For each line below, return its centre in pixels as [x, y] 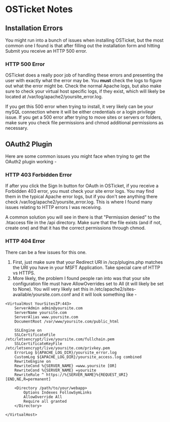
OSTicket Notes [39, 9]
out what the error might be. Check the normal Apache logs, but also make [83, 86]
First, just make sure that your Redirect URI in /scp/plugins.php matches [88, 262]
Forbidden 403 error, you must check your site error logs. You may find [80, 191]
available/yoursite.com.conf [42, 294]
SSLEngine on [28, 330]
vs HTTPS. [24, 273]
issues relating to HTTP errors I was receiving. [54, 207]
